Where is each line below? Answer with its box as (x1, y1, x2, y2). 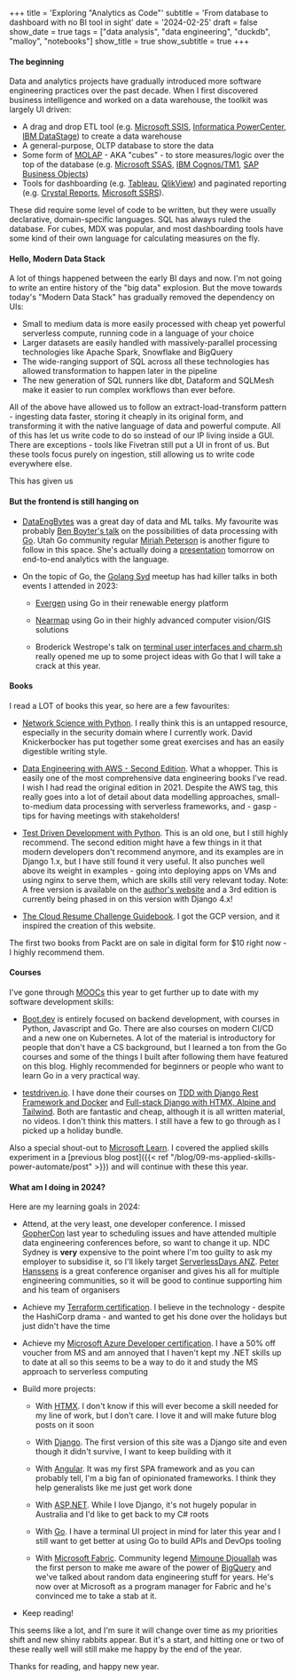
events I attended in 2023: (21, 580, 118, 591)
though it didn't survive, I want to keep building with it (35, 1446, 232, 1457)
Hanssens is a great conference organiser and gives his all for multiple (21, 1266, 280, 1277)
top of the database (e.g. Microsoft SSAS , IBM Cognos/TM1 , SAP (21, 159, 260, 170)
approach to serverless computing (21, 1366, 149, 1377)
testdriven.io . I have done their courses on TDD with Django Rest (21, 1087, 259, 1098)
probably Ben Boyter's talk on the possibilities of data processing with (21, 525, 278, 536)
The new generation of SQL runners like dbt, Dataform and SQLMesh (21, 375, 275, 386)
